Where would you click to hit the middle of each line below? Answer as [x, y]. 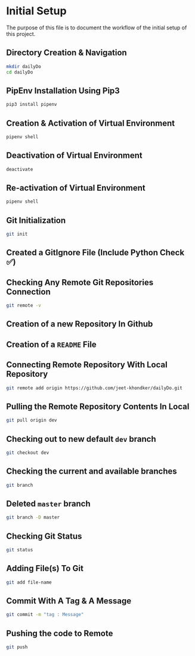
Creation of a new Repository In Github [80, 324]
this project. [21, 33]
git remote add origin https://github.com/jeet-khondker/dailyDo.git [95, 388]
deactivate [20, 169]
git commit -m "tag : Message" [45, 615]
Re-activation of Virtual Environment [76, 187]
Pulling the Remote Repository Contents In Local [98, 406]
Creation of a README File [51, 344]
